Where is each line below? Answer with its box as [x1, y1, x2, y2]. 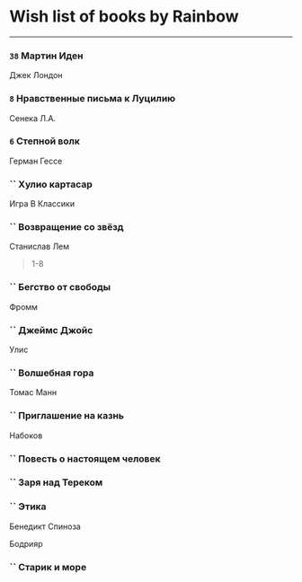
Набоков [9, 429, 43, 441]
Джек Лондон [9, 70, 63, 81]
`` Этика [9, 500, 47, 513]
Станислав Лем [9, 241, 70, 252]
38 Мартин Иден [9, 49, 84, 62]
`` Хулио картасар [9, 178, 93, 190]
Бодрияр [9, 538, 43, 549]
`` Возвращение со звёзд [9, 221, 124, 234]
